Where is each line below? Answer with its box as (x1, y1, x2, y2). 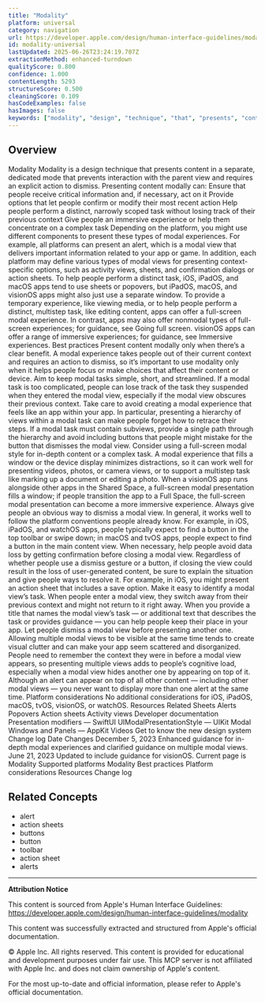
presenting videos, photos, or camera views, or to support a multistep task (8, 466, 251, 475)
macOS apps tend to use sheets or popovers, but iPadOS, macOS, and (8, 282, 237, 291)
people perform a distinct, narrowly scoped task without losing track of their (8, 206, 256, 215)
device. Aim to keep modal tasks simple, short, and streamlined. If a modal (8, 374, 250, 383)
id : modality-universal (8, 41, 87, 49)
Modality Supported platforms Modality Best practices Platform (8, 759, 214, 769)
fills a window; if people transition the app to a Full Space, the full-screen (8, 490, 246, 501)
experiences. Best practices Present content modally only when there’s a (8, 340, 245, 349)
